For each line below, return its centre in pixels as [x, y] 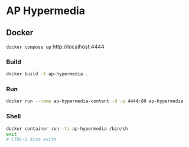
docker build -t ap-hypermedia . [47, 74]
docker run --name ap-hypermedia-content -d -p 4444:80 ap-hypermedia [95, 101]
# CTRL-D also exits [32, 139]
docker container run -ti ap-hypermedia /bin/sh [67, 128]
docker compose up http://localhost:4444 [55, 46]
